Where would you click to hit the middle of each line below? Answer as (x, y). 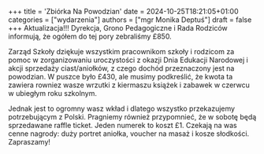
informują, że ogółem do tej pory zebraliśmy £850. (90, 36)
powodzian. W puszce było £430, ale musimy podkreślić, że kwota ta (121, 77)
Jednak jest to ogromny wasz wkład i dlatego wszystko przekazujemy (121, 108)
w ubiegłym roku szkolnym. (52, 93)
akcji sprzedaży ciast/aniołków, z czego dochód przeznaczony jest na (121, 68)
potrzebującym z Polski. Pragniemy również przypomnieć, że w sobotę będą (132, 117)
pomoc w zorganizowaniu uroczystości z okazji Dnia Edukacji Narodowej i (128, 60)
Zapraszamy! (30, 142)
